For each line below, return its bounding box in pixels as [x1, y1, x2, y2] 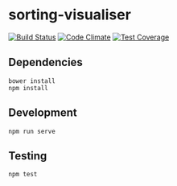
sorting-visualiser [8, 6, 131, 24]
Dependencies [8, 56, 83, 69]
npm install [8, 84, 48, 92]
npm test [8, 171, 38, 179]
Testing [8, 149, 47, 163]
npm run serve [8, 127, 56, 135]
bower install [8, 76, 56, 85]
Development [8, 106, 78, 120]
